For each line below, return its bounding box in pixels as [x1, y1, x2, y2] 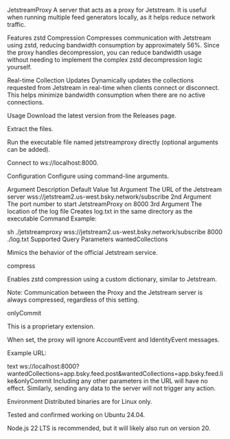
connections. [7, 98, 45, 106]
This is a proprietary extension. [7, 322, 95, 330]
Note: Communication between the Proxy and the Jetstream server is [7, 289, 203, 296]
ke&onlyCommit [7, 377, 52, 385]
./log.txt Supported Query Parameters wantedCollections [7, 235, 168, 243]
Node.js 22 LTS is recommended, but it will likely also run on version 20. [7, 424, 211, 432]
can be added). [7, 146, 50, 153]
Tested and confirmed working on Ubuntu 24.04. [7, 411, 146, 418]
